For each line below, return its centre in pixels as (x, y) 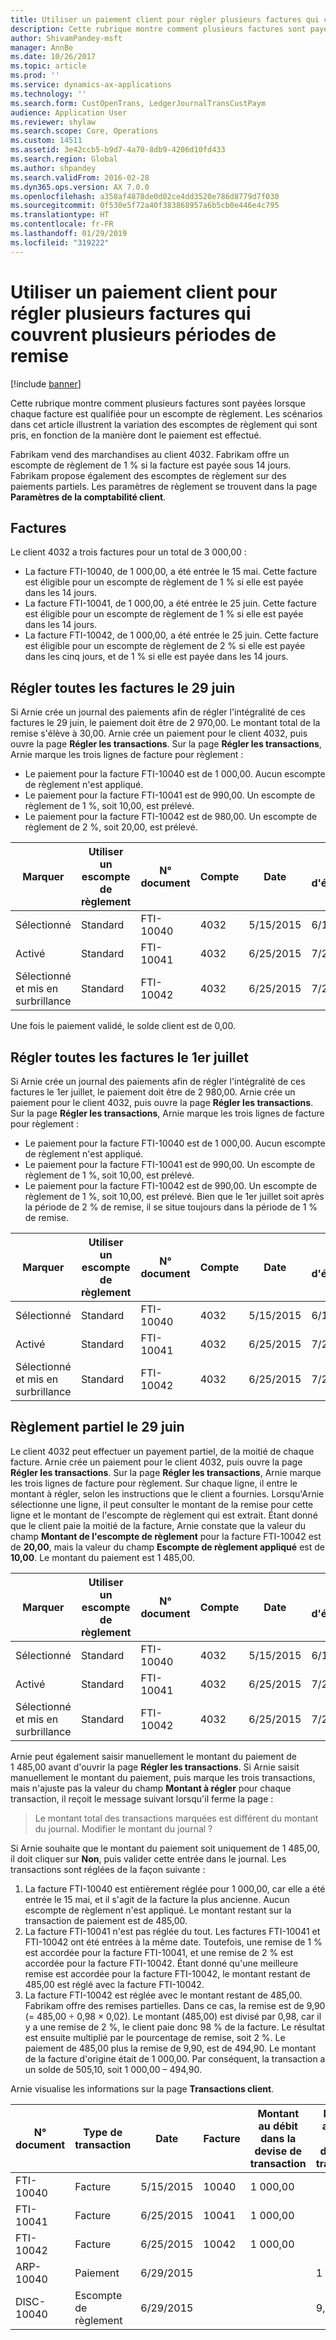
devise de (278, 2151)
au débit (278, 2126)
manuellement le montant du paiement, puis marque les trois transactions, (163, 1777)
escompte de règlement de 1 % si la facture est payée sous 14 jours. (151, 465)
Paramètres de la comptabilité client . (88, 497)
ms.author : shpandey (53, 168)
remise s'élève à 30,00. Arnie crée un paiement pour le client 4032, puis (159, 733)
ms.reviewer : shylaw (53, 122)
